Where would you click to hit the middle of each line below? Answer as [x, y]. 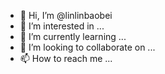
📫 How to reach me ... [66, 58]
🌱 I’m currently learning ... [73, 36]
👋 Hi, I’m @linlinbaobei [66, 15]
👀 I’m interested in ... [62, 26]
